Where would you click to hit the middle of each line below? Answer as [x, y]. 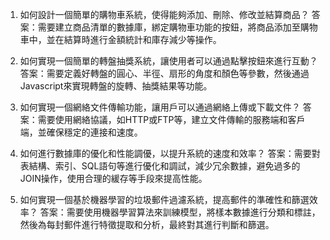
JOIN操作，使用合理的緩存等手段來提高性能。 [113, 178]
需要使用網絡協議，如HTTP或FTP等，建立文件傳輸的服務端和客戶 [171, 119]
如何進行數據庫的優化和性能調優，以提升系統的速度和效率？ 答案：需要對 [170, 153]
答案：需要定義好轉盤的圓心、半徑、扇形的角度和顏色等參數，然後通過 [164, 73]
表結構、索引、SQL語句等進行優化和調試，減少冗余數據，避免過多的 [160, 166]
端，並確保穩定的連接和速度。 [81, 132]
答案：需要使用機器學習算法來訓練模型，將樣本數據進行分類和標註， [180, 212]
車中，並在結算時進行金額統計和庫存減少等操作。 [120, 39]
